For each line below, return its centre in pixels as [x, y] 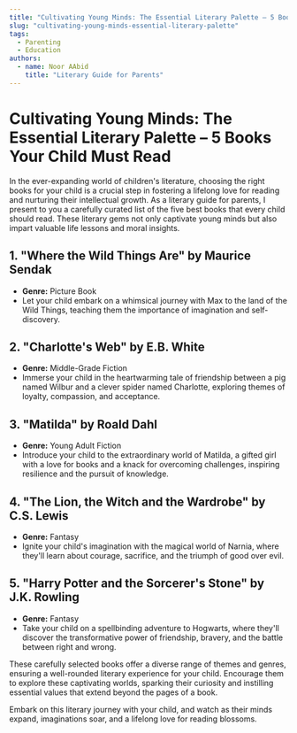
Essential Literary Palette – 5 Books [141, 137]
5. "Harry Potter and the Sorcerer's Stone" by [137, 584]
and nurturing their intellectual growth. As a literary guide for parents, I [137, 199]
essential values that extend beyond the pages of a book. [114, 692]
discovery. [41, 319]
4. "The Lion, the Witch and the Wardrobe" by [137, 502]
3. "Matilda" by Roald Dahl [83, 424]
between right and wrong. [69, 646]
